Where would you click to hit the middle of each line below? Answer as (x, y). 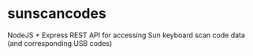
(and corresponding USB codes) (60, 43)
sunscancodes (57, 14)
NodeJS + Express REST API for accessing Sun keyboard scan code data (126, 35)
